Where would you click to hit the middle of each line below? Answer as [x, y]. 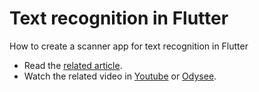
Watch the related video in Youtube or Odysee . [120, 76]
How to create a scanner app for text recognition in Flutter [129, 46]
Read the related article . [73, 65]
